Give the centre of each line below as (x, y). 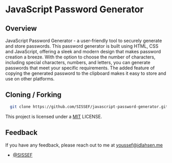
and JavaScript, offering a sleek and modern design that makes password (83, 52)
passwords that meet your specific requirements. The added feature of (80, 68)
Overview (21, 28)
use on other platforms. (30, 79)
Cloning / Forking (34, 95)
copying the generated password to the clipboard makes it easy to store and (86, 73)
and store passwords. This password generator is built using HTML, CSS (82, 46)
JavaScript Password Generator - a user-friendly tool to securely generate (84, 40)
